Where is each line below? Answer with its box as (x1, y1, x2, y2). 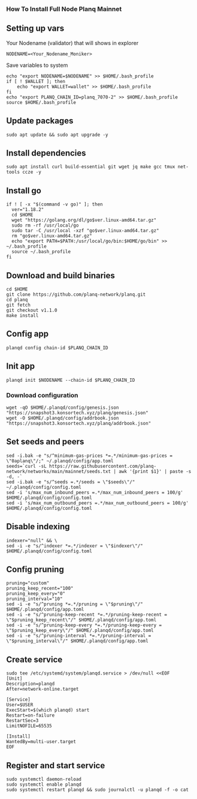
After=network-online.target (6, 686, 79, 693)
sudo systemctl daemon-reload (6, 776, 82, 782)
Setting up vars (6, 23, 65, 34)
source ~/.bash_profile (11, 249, 71, 255)
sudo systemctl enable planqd (6, 781, 82, 788)
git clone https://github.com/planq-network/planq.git (6, 291, 146, 298)
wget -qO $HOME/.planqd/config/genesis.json (6, 405, 119, 411)
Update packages (6, 116, 74, 126)
